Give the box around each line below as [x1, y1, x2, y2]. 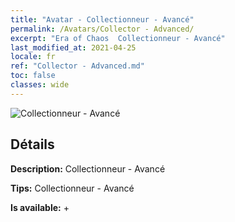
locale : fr [10, 52, 56, 62]
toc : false [10, 71, 56, 81]
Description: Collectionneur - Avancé [10, 162, 166, 175]
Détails [10, 136, 55, 153]
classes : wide [10, 80, 70, 90]
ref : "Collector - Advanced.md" [10, 61, 145, 71]
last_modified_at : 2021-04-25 [10, 42, 137, 53]
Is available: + [10, 201, 70, 213]
